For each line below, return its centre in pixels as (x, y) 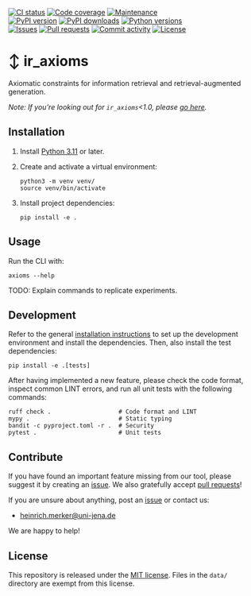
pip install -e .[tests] (49, 366)
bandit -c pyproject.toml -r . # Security (81, 426)
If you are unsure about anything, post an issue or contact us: (109, 500)
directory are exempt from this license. (71, 583)
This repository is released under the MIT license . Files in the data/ (118, 575)
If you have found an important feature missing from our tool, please (120, 476)
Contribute (36, 457)
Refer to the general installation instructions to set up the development (123, 335)
